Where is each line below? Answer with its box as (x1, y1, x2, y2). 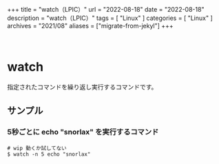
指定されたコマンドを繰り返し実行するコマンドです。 (7, 83, 158, 91)
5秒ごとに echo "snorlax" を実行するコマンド (7, 127, 159, 137)
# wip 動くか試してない (7, 145, 67, 152)
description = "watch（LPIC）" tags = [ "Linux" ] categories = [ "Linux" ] (7, 14, 213, 22)
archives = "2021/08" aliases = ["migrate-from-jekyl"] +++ (7, 22, 174, 30)
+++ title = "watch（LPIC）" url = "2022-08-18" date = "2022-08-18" (7, 6, 205, 13)
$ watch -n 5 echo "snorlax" (7, 150, 91, 158)
